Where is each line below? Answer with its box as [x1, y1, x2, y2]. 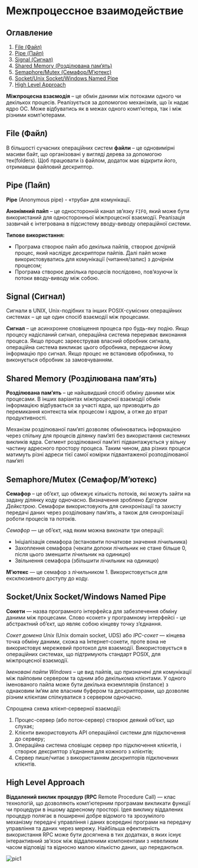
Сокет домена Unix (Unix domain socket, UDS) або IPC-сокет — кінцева [6, 631, 186, 638]
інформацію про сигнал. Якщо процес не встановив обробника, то [6, 350, 174, 357]
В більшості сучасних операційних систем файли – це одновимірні [6, 144, 175, 151]
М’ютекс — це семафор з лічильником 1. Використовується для [6, 569, 168, 576]
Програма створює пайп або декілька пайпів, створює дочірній [14, 243, 176, 250]
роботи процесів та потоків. [6, 515, 77, 522]
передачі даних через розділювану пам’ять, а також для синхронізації [6, 509, 184, 516]
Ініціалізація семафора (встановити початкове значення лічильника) [14, 538, 188, 546]
